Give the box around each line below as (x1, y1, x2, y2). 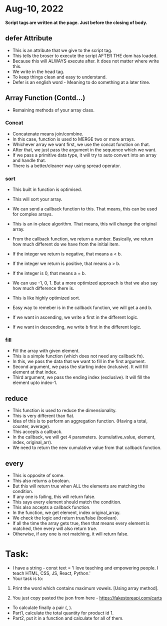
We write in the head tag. (12, 68, 64, 74)
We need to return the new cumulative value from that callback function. (12, 444, 161, 450)
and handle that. (12, 157, 46, 163)
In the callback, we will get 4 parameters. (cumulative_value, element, (12, 434, 156, 440)
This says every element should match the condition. (12, 499, 121, 505)
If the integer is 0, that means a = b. (12, 270, 86, 276)
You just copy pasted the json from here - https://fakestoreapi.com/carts (12, 595, 162, 601)
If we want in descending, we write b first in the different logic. (12, 324, 141, 330)
